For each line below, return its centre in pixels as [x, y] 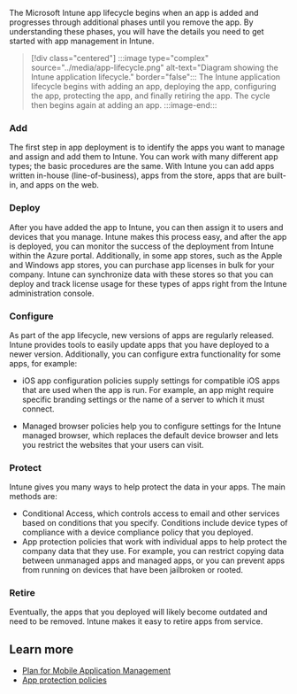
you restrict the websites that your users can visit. [113, 444]
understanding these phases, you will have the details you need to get [137, 31]
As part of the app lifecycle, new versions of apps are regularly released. [141, 335]
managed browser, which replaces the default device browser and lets [150, 435]
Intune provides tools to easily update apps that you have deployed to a [139, 344]
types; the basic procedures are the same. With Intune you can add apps [142, 166]
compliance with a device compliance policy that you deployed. [137, 532]
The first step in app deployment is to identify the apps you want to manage [147, 147]
